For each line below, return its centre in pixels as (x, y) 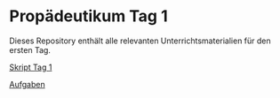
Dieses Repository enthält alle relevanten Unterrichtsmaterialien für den (140, 41)
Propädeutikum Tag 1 (88, 16)
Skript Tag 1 (31, 67)
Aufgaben (28, 84)
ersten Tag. (30, 49)
